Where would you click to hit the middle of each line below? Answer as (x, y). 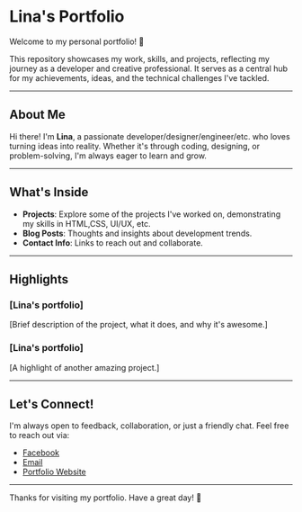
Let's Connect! (52, 404)
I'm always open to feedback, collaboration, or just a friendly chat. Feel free (149, 426)
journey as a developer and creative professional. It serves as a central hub (149, 68)
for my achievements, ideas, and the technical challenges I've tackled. (139, 77)
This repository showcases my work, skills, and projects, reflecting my (139, 58)
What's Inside (49, 192)
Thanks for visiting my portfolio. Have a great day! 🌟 (106, 498)
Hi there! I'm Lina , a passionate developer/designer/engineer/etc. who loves (150, 136)
